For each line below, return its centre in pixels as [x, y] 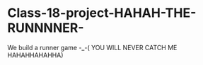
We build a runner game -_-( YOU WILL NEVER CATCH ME [92, 47]
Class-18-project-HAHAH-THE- [102, 13]
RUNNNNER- [46, 28]
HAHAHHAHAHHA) [35, 55]
